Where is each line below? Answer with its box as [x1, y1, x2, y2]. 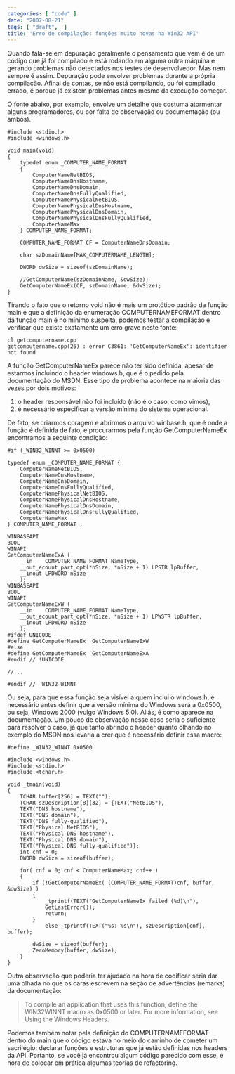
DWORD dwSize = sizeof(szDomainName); [20, 264, 133, 271]
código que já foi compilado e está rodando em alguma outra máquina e [7, 57, 215, 65]
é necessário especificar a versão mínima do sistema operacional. [17, 405, 209, 413]
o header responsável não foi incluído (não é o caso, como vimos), [17, 398, 210, 406]
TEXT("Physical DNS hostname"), [20, 830, 114, 837]
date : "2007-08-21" [7, 17, 65, 24]
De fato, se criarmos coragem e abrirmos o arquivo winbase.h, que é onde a [7, 419, 228, 427]
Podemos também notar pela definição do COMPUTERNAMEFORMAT [7, 1029, 209, 1037]
